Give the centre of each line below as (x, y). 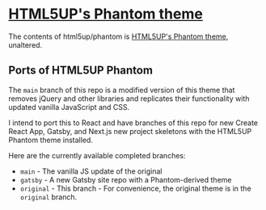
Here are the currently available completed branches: (97, 155)
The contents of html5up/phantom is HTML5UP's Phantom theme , (118, 36)
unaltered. (25, 44)
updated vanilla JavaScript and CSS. (69, 107)
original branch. (49, 197)
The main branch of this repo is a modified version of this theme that (122, 90)
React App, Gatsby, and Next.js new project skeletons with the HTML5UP (130, 131)
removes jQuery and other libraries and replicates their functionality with (129, 99)
